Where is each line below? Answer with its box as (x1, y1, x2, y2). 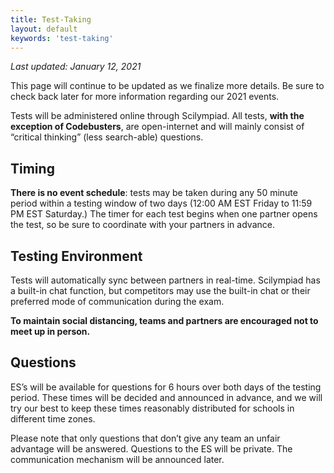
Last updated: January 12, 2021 (10, 61, 142, 73)
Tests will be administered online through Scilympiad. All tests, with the (10, 110, 305, 122)
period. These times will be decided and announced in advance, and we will (10, 391, 323, 403)
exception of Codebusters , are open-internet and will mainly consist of (10, 121, 305, 133)
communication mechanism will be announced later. (10, 453, 225, 465)
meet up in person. (10, 326, 91, 337)
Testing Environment (10, 247, 143, 265)
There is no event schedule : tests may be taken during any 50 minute (10, 187, 298, 199)
